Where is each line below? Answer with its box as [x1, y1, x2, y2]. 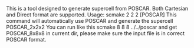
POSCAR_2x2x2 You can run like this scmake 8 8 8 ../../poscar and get [6, 23, 177, 30]
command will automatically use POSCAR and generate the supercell [6, 18, 173, 24]
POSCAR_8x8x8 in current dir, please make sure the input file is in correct [6, 30, 185, 37]
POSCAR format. [6, 36, 47, 43]
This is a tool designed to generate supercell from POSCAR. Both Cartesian [6, 5, 189, 12]
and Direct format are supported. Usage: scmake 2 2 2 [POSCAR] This [6, 11, 177, 18]
